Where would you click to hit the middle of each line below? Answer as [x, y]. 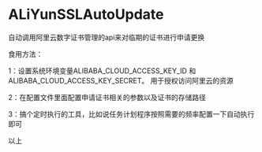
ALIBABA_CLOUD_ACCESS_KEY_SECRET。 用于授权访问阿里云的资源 [121, 80]
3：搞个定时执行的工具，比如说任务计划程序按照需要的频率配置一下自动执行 [131, 114]
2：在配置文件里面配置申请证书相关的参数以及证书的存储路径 [107, 97]
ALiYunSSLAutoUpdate [86, 15]
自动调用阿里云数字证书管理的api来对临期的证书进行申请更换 [107, 37]
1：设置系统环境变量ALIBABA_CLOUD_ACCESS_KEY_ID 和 [102, 70]
